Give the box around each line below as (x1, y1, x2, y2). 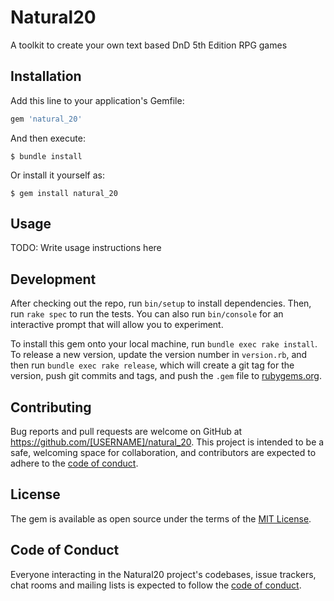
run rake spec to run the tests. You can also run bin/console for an (10, 308, 284, 320)
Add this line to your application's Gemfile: (10, 94, 185, 106)
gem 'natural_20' (10, 114, 83, 124)
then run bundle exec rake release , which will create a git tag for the (10, 359, 295, 371)
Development (10, 271, 97, 288)
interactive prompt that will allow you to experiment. (10, 319, 224, 331)
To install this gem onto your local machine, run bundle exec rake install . (10, 338, 318, 350)
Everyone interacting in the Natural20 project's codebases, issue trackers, (10, 568, 317, 580)
